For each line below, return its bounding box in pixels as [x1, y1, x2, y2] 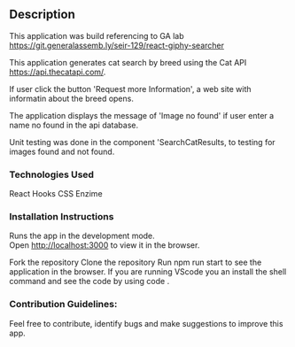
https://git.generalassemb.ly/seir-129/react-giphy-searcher [9, 40, 224, 50]
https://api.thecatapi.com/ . [9, 66, 106, 77]
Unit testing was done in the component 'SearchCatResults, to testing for [9, 136, 276, 147]
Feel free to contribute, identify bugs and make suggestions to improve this [9, 318, 283, 328]
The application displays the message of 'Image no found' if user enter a [9, 110, 275, 120]
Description [9, 7, 75, 22]
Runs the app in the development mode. [9, 230, 155, 242]
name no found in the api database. [9, 120, 139, 130]
